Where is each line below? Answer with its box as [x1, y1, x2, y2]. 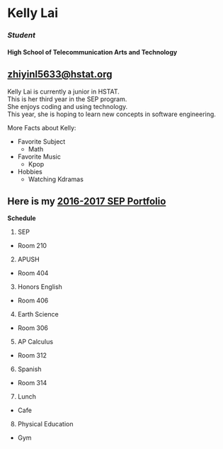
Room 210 [17, 241, 47, 250]
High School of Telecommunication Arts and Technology [7, 47, 178, 56]
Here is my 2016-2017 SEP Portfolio [7, 195, 166, 207]
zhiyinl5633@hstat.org [7, 69, 113, 81]
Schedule [7, 214, 37, 222]
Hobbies [17, 167, 42, 176]
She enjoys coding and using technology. [7, 102, 128, 110]
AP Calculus [17, 338, 54, 346]
